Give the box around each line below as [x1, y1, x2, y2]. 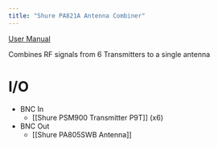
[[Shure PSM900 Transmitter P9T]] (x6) [31, 112, 163, 122]
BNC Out [19, 121, 50, 131]
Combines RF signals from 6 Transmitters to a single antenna [8, 49, 211, 59]
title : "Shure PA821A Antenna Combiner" [8, 11, 146, 20]
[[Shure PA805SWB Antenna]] [31, 129, 132, 139]
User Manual [8, 34, 51, 43]
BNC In [19, 104, 44, 113]
